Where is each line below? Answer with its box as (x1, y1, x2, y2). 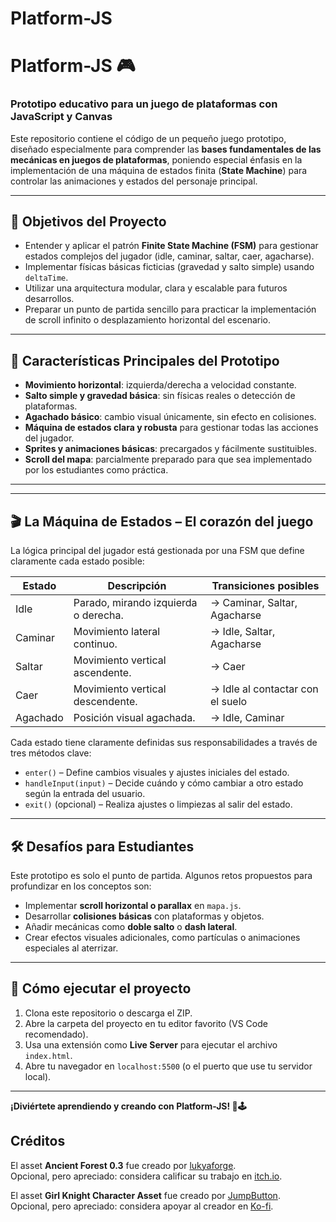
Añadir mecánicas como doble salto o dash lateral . (24, 920, 238, 932)
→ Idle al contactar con (209, 682, 319, 696)
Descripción (107, 579, 167, 593)
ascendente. (73, 666, 132, 680)
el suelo (209, 695, 248, 709)
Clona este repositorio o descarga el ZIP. (24, 1007, 193, 1019)
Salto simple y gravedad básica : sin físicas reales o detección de (24, 390, 296, 402)
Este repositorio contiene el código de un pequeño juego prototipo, (10, 132, 287, 144)
